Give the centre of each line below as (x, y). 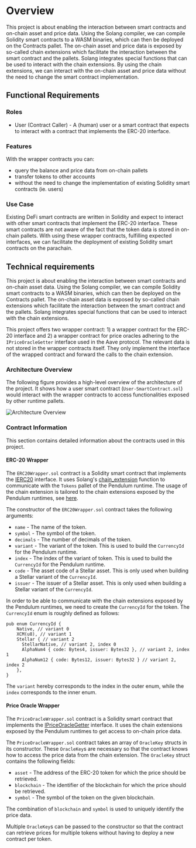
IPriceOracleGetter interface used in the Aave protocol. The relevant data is (98, 342)
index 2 (16, 665)
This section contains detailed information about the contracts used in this (96, 440)
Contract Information (37, 428)
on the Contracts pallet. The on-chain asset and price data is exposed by (94, 46)
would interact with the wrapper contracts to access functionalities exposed (98, 395)
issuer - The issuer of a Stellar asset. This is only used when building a (100, 583)
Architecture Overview (39, 369)
